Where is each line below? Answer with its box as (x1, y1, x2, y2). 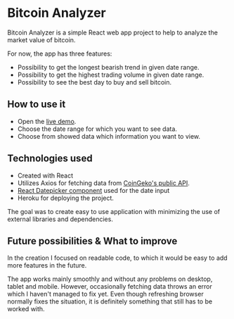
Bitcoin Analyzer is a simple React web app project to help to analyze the (7, 28, 218, 37)
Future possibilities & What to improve (7, 234, 178, 247)
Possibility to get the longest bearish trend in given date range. (17, 63, 200, 71)
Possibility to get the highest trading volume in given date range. (17, 70, 204, 79)
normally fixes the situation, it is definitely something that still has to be (7, 297, 213, 306)
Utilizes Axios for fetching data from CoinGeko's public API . (17, 178, 190, 187)
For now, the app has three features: (7, 49, 112, 58)
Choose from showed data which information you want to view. (17, 132, 201, 140)
